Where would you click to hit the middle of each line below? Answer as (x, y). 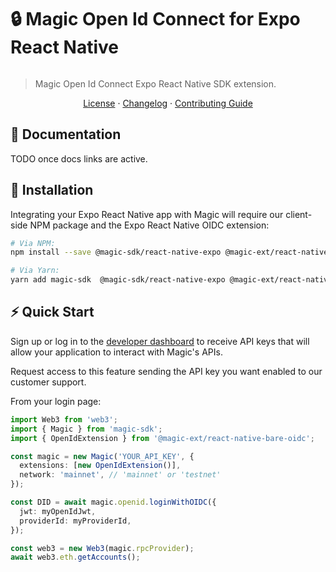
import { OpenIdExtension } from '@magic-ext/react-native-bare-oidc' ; (162, 438)
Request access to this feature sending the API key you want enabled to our (166, 371)
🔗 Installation (52, 190)
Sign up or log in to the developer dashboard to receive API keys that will (160, 341)
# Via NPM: (33, 243)
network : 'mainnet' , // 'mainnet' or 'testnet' (120, 475)
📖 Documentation (66, 134)
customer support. (48, 382)
